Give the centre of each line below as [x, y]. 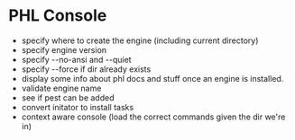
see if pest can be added [68, 97]
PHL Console [58, 16]
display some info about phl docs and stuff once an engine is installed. [152, 78]
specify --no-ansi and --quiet [76, 59]
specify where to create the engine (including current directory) [140, 40]
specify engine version [64, 49]
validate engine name [61, 88]
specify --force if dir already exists [86, 69]
